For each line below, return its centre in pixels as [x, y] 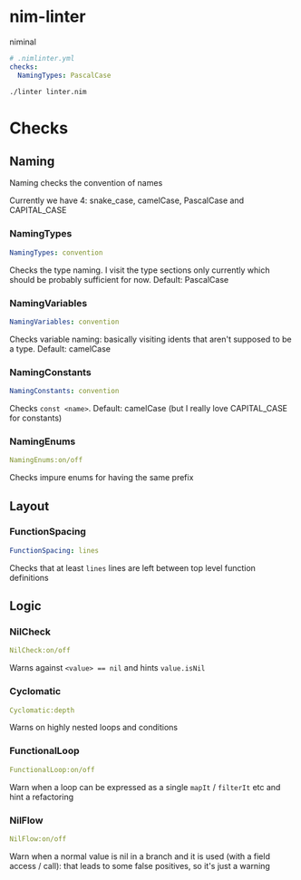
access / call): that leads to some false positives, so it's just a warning [140, 865]
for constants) [36, 418]
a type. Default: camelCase [60, 348]
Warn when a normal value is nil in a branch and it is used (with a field [140, 856]
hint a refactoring [42, 797]
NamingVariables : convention [64, 322]
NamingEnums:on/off [46, 460]
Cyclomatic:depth [42, 710]
